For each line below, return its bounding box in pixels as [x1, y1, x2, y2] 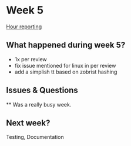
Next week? [6, 118, 51, 128]
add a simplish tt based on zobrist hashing [14, 68, 117, 75]
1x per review [14, 55, 47, 62]
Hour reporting [6, 23, 42, 30]
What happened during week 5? [6, 40, 126, 50]
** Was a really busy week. [6, 101, 72, 108]
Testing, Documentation [6, 134, 64, 141]
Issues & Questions [6, 85, 78, 95]
